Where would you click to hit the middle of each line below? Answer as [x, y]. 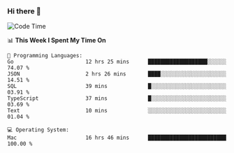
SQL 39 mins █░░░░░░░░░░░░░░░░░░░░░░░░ [117, 87]
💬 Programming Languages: [45, 56]
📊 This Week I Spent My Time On [57, 41]
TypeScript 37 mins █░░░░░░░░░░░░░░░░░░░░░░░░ [117, 99]
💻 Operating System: [38, 130]
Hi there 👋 [24, 11]
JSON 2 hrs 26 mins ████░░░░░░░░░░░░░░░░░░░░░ [117, 74]
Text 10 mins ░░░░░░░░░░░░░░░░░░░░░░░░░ [117, 111]
